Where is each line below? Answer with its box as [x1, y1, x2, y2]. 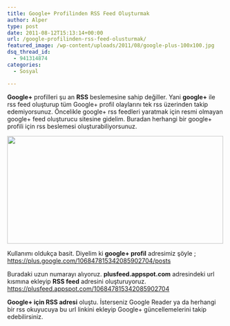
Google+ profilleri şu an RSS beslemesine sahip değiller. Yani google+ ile [7, 92, 215, 101]
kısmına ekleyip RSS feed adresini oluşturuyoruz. [7, 277, 146, 285]
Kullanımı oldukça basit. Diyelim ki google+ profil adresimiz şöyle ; [7, 249, 196, 257]
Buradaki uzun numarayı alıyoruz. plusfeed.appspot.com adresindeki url [7, 269, 215, 278]
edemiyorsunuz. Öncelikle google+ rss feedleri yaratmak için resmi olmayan [7, 108, 223, 116]
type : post [7, 23, 39, 30]
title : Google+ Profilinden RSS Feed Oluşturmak [7, 10, 150, 17]
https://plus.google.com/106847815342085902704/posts [7, 256, 171, 265]
